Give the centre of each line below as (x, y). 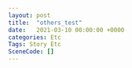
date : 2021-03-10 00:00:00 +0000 (66, 30)
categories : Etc (35, 37)
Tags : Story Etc (35, 45)
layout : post (29, 15)
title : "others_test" (45, 23)
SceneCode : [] (31, 52)
